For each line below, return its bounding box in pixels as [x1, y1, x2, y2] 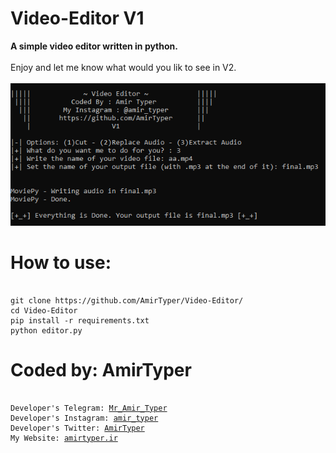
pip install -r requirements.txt [10, 315, 150, 326]
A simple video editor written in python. [10, 40, 178, 52]
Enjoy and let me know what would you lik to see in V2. [10, 61, 237, 73]
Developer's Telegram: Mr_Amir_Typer [10, 403, 168, 413]
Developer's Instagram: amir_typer [10, 413, 159, 423]
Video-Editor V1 [10, 7, 145, 30]
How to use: [10, 251, 112, 274]
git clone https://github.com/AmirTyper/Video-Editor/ [10, 295, 244, 306]
